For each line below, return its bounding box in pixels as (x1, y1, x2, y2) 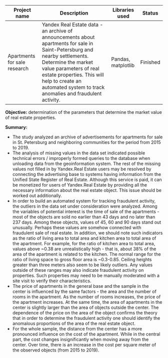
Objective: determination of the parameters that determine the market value (5, 109, 162, 115)
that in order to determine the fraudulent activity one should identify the (12, 315, 160, 321)
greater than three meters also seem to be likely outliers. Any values (12, 262, 153, 268)
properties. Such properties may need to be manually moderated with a (12, 273, 160, 278)
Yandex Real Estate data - (41, 21, 103, 28)
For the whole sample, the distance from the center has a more (12, 326, 142, 331)
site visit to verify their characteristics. (12, 278, 91, 284)
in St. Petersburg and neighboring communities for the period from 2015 (12, 139, 161, 145)
